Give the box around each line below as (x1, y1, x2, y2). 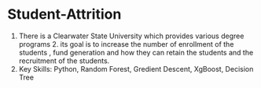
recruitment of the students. (18, 56, 110, 65)
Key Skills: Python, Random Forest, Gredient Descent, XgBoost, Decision (18, 64, 254, 73)
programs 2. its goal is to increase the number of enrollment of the (18, 39, 234, 48)
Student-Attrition (7, 5, 122, 23)
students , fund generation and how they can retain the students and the (18, 48, 254, 57)
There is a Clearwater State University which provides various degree (18, 31, 244, 40)
